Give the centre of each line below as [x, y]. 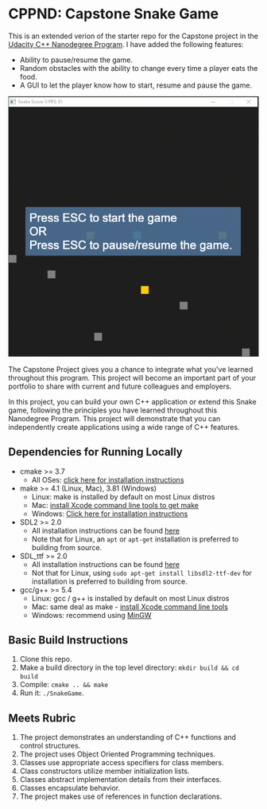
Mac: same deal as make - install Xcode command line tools [130, 607]
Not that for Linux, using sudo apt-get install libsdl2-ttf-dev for [142, 573]
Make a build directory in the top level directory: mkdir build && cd [130, 668]
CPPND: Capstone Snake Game [114, 14]
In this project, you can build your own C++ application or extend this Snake [132, 401]
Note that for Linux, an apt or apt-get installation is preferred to [135, 539]
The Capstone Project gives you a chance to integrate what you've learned [131, 369]
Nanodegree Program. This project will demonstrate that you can [114, 418]
